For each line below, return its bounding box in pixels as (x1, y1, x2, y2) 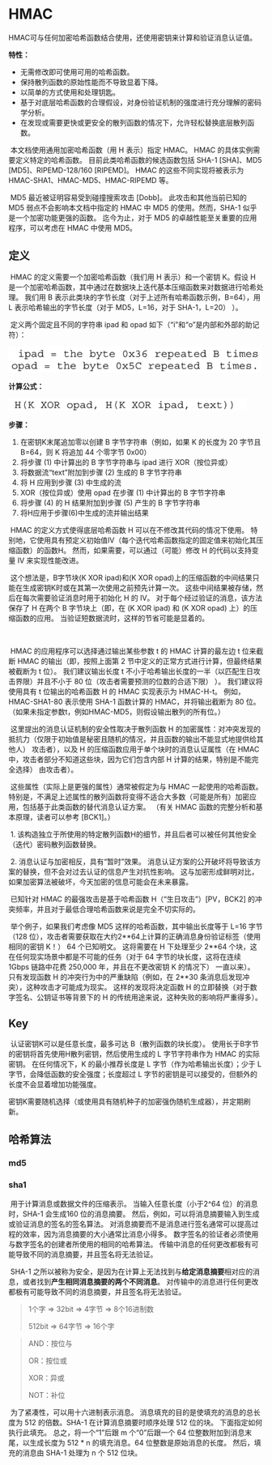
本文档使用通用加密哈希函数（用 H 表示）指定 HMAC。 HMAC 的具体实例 (10, 145, 253, 155)
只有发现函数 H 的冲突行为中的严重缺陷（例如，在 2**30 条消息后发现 (8, 973, 243, 982)
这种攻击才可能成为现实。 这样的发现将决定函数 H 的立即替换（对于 (25, 982, 251, 992)
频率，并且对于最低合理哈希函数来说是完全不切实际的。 (15, 905, 200, 914)
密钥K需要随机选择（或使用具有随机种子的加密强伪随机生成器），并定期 (8, 1097, 244, 1106)
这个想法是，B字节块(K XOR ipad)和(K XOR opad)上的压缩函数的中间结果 (10, 573, 253, 583)
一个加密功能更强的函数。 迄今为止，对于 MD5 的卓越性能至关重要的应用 (15, 212, 257, 223)
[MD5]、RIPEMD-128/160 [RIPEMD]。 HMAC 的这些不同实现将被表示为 (8, 165, 244, 175)
